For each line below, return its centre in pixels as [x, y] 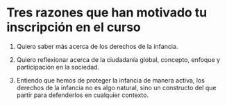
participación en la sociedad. [58, 67]
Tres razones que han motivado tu [107, 13]
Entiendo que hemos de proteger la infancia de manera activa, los [111, 80]
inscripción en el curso [74, 27]
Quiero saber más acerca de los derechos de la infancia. [97, 46]
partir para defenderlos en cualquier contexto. [83, 95]
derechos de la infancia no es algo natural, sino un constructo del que [116, 87]
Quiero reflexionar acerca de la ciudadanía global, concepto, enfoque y [118, 59]
